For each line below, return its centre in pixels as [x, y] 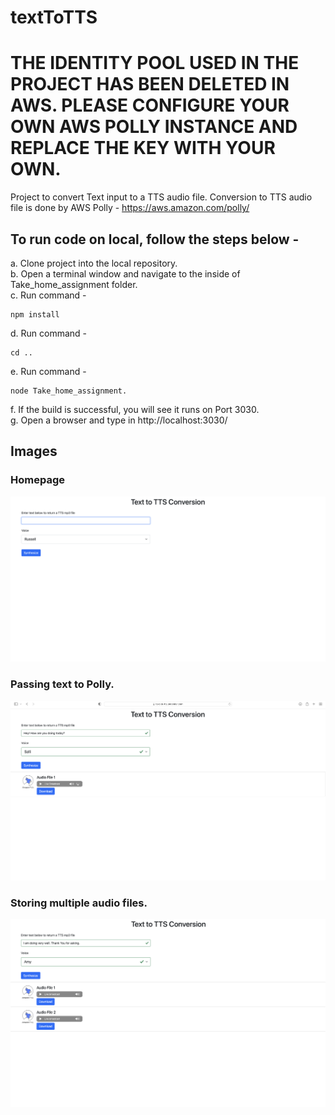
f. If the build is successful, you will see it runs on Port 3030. [135, 409]
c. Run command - [48, 295]
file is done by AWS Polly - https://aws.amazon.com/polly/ [130, 208]
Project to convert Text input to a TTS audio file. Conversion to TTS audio [161, 197]
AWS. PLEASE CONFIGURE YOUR [150, 105]
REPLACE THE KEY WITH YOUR [143, 148]
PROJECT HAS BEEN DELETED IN [150, 84]
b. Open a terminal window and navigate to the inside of [125, 273]
